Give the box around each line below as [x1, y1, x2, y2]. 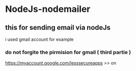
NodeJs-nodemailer [5, 3, 90, 15]
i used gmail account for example [5, 36, 74, 42]
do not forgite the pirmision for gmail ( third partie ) [5, 49, 131, 56]
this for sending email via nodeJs [5, 23, 111, 32]
